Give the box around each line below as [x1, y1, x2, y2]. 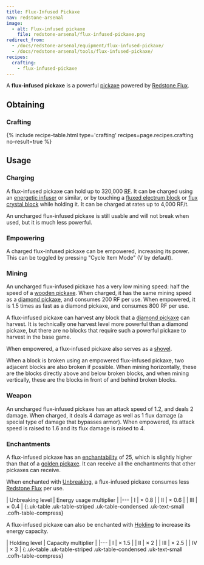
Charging [6, 174, 35, 182]
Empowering [6, 234, 45, 242]
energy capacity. [6, 527, 49, 535]
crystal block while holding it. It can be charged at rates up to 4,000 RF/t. [6, 200, 189, 208]
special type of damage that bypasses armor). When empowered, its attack [6, 418, 195, 425]
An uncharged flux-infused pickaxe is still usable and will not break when [6, 212, 189, 219]
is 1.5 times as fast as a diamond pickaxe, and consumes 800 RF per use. [6, 302, 189, 310]
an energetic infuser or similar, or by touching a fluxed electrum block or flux [6, 194, 198, 201]
